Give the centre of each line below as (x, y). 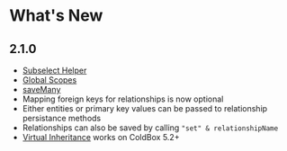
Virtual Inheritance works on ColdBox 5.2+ (101, 137)
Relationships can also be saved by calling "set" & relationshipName (150, 128)
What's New (56, 16)
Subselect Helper (54, 70)
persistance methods (62, 118)
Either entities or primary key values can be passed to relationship (145, 108)
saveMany (41, 89)
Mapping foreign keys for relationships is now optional (123, 99)
